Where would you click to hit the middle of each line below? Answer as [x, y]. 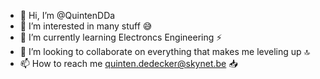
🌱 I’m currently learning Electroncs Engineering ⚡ [121, 37]
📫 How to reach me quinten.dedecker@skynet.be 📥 [128, 63]
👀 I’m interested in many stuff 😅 [86, 26]
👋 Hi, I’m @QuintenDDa [67, 15]
